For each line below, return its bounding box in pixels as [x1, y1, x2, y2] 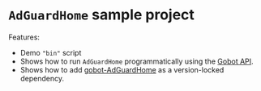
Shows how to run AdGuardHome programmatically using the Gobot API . [19, 56, 254, 66]
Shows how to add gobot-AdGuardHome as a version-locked [19, 64, 225, 74]
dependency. [19, 73, 65, 83]
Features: [8, 32, 41, 42]
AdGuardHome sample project [8, 6, 195, 24]
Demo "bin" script [19, 48, 82, 57]
